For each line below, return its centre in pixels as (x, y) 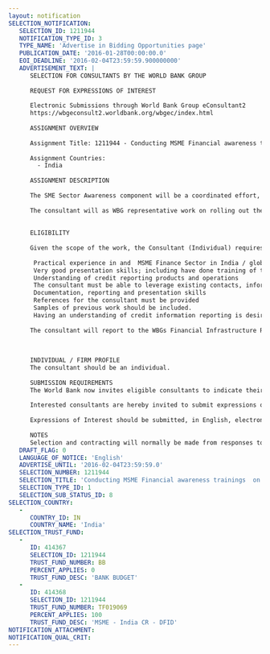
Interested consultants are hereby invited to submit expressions (143, 405)
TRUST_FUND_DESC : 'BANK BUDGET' (84, 577)
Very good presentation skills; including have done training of (145, 271)
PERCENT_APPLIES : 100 (66, 615)
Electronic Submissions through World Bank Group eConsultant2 (138, 106)
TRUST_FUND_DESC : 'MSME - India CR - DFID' (104, 622)
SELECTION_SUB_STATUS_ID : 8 (66, 495)
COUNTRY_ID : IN (55, 517)
